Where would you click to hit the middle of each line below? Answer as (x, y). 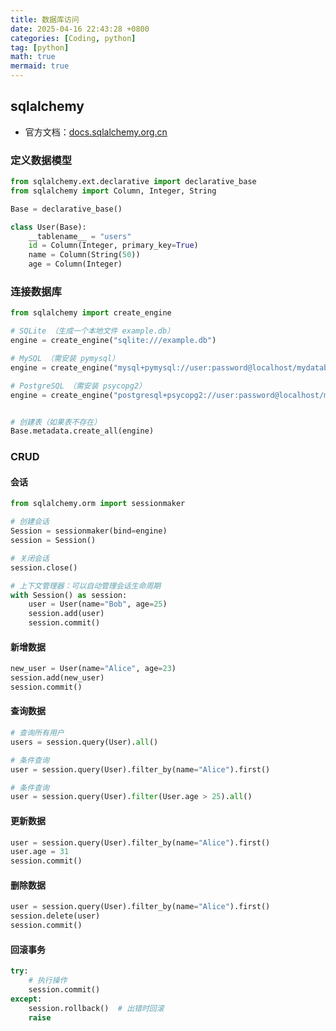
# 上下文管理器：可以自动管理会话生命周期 (86, 586)
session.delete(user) (55, 916)
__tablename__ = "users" (80, 236)
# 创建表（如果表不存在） (56, 422)
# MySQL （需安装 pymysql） (65, 359)
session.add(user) (66, 614)
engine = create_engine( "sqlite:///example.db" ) (113, 341)
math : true (33, 57)
